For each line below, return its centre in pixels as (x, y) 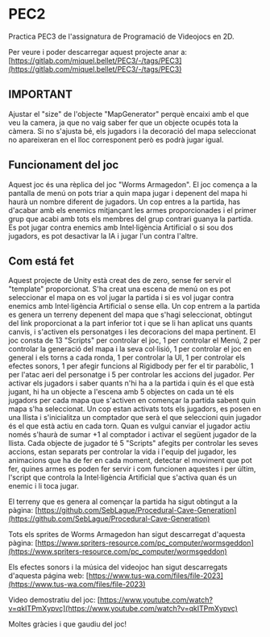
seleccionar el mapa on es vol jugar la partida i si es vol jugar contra (121, 298)
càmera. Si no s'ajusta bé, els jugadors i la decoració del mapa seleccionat (132, 131)
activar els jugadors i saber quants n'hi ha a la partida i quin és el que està (131, 383)
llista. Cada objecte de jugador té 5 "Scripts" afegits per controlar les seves (133, 443)
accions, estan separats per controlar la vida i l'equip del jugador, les (123, 452)
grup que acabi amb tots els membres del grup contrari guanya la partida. (131, 219)
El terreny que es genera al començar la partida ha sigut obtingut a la (123, 502)
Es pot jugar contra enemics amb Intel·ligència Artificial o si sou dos (121, 227)
